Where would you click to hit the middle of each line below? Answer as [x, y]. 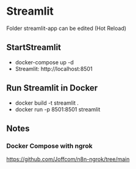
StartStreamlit [34, 47]
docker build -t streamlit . [47, 103]
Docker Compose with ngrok [49, 146]
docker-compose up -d [45, 62]
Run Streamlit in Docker [52, 88]
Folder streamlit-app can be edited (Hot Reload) [66, 28]
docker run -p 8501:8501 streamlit [58, 109]
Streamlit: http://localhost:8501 [54, 69]
